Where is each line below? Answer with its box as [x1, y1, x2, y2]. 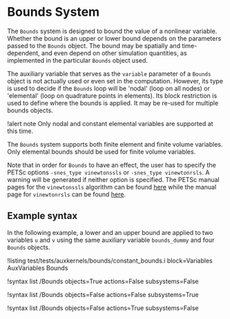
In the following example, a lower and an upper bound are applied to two [7, 228, 213, 236]
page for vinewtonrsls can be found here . [7, 190, 126, 198]
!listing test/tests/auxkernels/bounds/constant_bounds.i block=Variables [7, 256, 213, 265]
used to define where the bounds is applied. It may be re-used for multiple [7, 99, 219, 107]
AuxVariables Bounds [7, 263, 68, 272]
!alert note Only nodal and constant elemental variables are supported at [7, 119, 213, 127]
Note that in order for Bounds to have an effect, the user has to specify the [7, 161, 216, 169]
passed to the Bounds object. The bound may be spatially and [7, 41, 181, 50]
